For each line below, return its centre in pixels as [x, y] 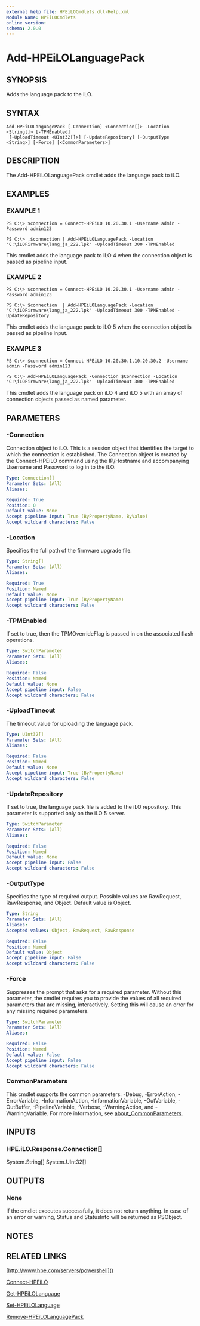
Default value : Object [34, 952]
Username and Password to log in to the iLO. [61, 467]
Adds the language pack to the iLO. [49, 94]
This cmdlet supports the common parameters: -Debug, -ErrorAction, [92, 1094]
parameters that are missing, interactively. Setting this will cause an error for [100, 1005]
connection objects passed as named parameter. [66, 399]
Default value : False [33, 1055]
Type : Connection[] [30, 478]
